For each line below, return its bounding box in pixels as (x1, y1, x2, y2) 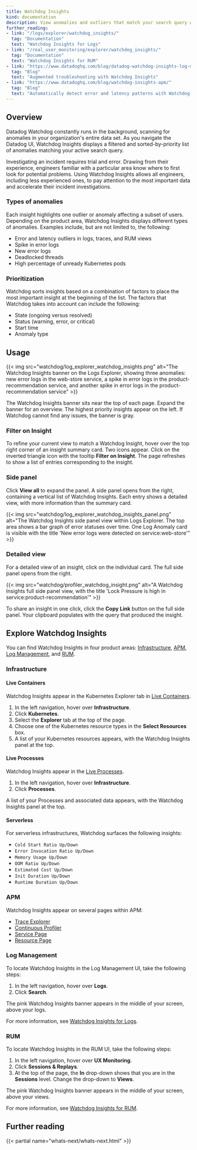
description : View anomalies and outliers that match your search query (6, 19, 188, 25)
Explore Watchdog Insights (6, 628, 107, 638)
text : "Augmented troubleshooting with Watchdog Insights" (11, 74, 159, 80)
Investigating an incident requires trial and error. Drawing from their (6, 158, 169, 165)
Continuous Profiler (14, 924, 62, 931)
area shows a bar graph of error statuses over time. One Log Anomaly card (6, 523, 188, 530)
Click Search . (14, 988, 48, 995)
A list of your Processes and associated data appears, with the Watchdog (6, 797, 184, 804)
